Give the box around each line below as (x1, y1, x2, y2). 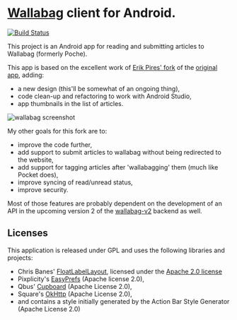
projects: (7, 253, 33, 262)
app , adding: (7, 71, 45, 79)
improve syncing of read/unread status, (17, 178, 133, 186)
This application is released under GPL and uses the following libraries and (7, 246, 225, 254)
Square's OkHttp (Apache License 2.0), (17, 290, 132, 298)
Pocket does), (17, 170, 59, 179)
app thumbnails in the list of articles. (17, 99, 124, 107)
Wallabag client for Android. (7, 5, 176, 21)
